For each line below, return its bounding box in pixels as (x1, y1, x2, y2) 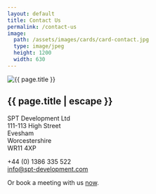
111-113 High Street (7, 121, 61, 130)
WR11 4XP (7, 144, 37, 152)
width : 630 (13, 56, 46, 63)
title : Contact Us (7, 17, 61, 24)
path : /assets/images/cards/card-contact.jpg (13, 36, 150, 43)
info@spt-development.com (7, 165, 89, 173)
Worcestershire (7, 136, 52, 144)
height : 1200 (13, 50, 52, 57)
